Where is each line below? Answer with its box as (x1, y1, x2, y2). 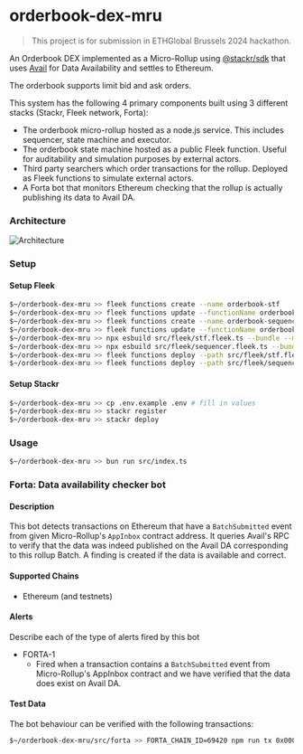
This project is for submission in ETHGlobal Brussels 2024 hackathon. (31, 35, 291, 46)
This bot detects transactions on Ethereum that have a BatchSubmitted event (9, 521, 292, 532)
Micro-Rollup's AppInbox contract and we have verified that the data (35, 668, 291, 679)
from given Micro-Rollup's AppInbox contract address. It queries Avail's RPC (9, 531, 290, 542)
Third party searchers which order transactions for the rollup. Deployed (22, 163, 289, 174)
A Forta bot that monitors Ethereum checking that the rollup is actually (22, 182, 283, 193)
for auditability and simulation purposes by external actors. (22, 153, 242, 164)
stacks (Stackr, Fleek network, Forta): (9, 107, 149, 118)
